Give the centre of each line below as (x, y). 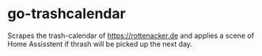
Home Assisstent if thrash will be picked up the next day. (100, 43)
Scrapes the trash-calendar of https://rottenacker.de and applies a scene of (131, 35)
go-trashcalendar (66, 14)
